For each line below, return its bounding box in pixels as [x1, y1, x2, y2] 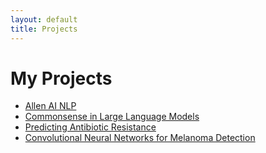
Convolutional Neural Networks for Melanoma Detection [24, 132, 256, 144]
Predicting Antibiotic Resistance [24, 121, 157, 133]
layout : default [10, 14, 78, 25]
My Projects [10, 67, 113, 90]
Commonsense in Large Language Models [24, 111, 200, 123]
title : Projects [10, 24, 78, 34]
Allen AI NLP [24, 100, 77, 112]
